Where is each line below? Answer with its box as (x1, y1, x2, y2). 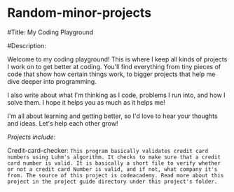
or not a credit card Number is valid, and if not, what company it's (7, 165, 218, 172)
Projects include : (7, 133, 56, 141)
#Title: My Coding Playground (7, 28, 94, 36)
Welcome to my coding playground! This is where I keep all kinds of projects (7, 54, 228, 64)
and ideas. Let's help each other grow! (7, 119, 118, 127)
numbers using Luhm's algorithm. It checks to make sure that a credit (7, 154, 221, 161)
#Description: (7, 41, 47, 50)
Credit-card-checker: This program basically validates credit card (7, 146, 209, 154)
